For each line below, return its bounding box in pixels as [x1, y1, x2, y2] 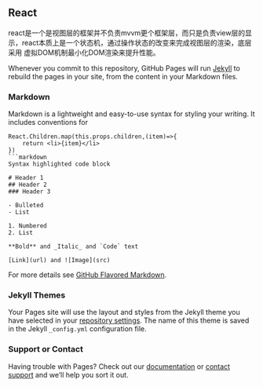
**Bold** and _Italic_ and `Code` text [8, 243, 139, 250]
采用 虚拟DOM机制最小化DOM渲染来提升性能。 [8, 47, 160, 57]
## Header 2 [8, 181, 47, 189]
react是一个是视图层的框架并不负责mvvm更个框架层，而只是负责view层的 [8, 27, 246, 38]
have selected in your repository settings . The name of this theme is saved [8, 316, 250, 325]
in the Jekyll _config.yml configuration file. [8, 324, 147, 334]
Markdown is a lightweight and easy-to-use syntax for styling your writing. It [8, 109, 255, 119]
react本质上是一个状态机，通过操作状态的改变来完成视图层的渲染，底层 [21, 38, 252, 47]
